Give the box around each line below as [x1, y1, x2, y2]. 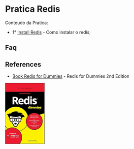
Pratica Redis [5, 3, 61, 15]
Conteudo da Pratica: [5, 20, 48, 26]
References [5, 60, 41, 68]
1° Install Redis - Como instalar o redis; [12, 29, 91, 35]
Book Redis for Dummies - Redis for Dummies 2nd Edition [12, 73, 130, 79]
